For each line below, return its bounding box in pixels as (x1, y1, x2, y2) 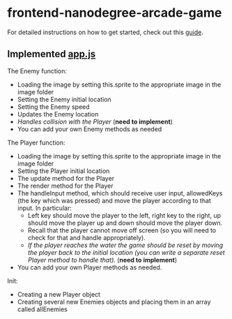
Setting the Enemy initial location (17, 95, 111, 103)
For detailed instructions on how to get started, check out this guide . (7, 28, 204, 36)
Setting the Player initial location (17, 166, 110, 175)
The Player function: (7, 138, 65, 147)
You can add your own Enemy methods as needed (17, 124, 162, 133)
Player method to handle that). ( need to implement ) (27, 255, 178, 264)
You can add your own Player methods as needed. (17, 263, 162, 272)
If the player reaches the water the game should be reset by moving (27, 241, 224, 249)
